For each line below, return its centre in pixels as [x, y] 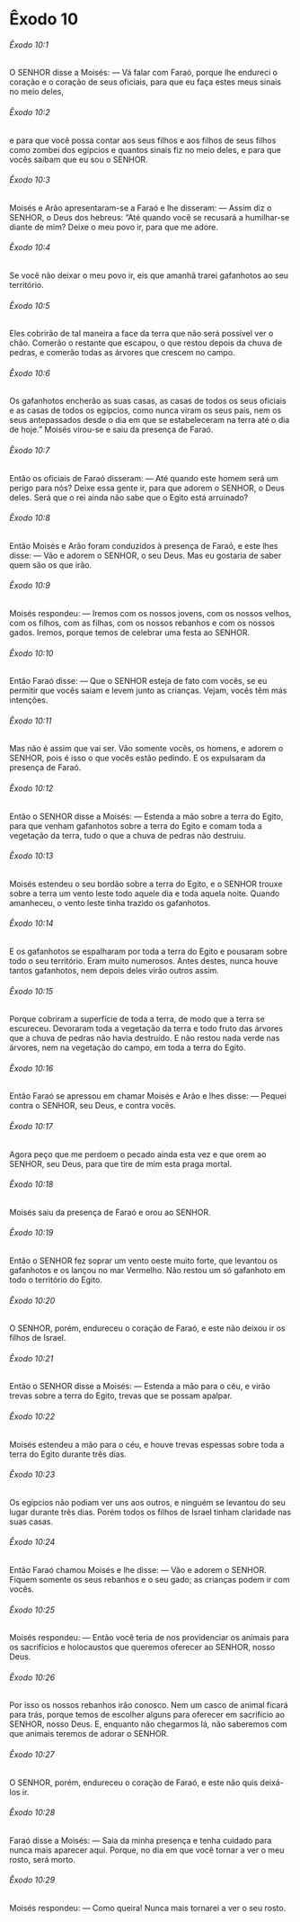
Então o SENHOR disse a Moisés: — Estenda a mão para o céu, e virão [140, 1387]
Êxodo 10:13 [31, 856]
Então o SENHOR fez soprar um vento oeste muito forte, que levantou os [144, 1261]
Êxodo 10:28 [32, 1812]
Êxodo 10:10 [31, 653]
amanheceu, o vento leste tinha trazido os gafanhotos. [110, 903]
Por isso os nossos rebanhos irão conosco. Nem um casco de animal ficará [149, 1705]
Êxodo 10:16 [31, 1068]
